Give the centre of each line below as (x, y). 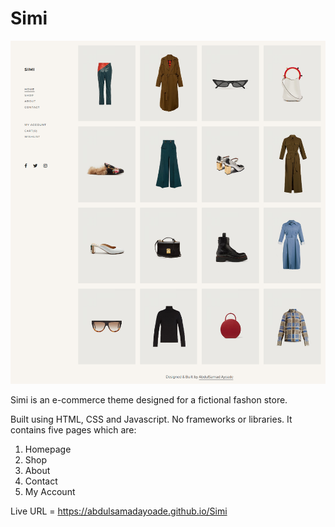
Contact (41, 481)
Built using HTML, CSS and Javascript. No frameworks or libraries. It (151, 419)
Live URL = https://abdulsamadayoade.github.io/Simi (119, 511)
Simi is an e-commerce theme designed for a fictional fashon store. (149, 400)
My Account (50, 492)
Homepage (48, 449)
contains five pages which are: (73, 430)
